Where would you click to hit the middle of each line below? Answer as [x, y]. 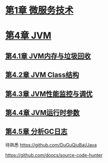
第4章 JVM [28, 36]
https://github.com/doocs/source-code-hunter [54, 155]
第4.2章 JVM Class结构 [42, 75]
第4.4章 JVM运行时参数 [43, 113]
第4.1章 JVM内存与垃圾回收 [48, 56]
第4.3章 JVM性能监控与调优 [49, 94]
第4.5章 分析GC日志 [36, 132]
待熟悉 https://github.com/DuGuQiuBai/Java [51, 145]
